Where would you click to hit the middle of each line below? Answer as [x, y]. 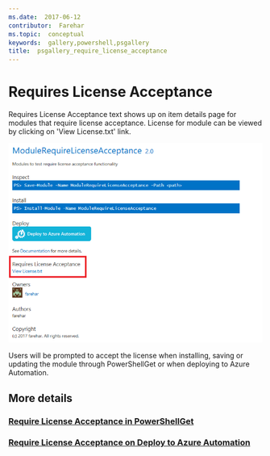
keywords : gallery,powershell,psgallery [79, 43]
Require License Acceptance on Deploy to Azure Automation [129, 442]
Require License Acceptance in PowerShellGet [101, 421]
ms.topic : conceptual [46, 34]
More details [40, 398]
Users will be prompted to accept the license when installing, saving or [126, 356]
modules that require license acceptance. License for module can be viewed [135, 123]
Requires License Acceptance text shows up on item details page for [123, 115]
